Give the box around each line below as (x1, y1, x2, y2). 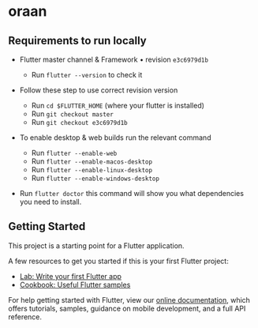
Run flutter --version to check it (31, 70, 143, 79)
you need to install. (19, 197, 82, 206)
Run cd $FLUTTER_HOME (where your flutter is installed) (31, 101, 205, 110)
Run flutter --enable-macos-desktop (31, 156, 152, 166)
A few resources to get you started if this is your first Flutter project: (8, 256, 229, 266)
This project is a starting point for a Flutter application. (8, 240, 185, 251)
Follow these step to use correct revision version (19, 85, 178, 95)
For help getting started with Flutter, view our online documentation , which (8, 295, 251, 304)
